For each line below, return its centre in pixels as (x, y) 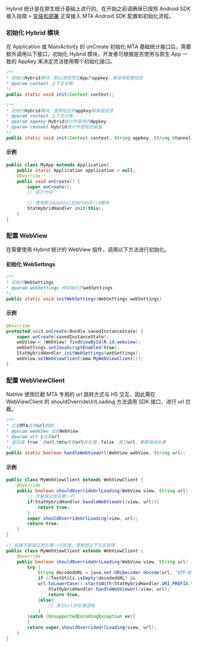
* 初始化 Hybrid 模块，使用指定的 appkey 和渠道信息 (60, 111)
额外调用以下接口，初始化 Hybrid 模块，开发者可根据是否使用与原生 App (94, 54)
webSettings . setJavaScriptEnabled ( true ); (68, 348)
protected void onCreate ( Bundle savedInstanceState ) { (75, 331)
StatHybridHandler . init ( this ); (66, 209)
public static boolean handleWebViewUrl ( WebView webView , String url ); (96, 453)
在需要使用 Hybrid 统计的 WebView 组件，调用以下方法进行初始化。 (88, 250)
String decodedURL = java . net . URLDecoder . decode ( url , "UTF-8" (115, 573)
